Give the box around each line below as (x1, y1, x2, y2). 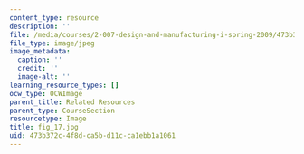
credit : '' (17, 64, 59, 73)
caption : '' (17, 55, 63, 64)
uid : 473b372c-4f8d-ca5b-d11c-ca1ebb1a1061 (9, 131, 176, 140)
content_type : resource (9, 13, 100, 23)
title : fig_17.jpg (9, 123, 79, 132)
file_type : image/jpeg (9, 38, 95, 48)
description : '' (9, 22, 71, 31)
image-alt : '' (17, 72, 71, 82)
